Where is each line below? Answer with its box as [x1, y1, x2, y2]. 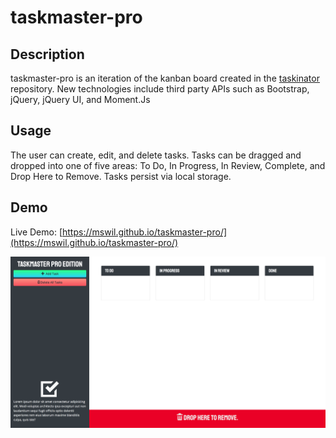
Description [10, 46, 85, 63]
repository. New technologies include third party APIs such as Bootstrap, [10, 83, 310, 95]
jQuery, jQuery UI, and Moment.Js [10, 94, 151, 105]
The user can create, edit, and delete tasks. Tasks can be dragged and [10, 149, 302, 161]
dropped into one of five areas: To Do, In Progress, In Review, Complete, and [10, 159, 326, 171]
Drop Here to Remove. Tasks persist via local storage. [10, 170, 232, 182]
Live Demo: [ [10, 226, 63, 238]
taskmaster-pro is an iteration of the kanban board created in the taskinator [10, 72, 320, 84]
